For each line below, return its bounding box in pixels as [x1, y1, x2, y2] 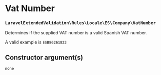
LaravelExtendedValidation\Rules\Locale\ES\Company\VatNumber [5, 20, 156, 26]
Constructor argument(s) [5, 53, 83, 61]
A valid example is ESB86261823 [5, 39, 67, 45]
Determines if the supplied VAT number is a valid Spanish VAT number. [5, 30, 147, 36]
